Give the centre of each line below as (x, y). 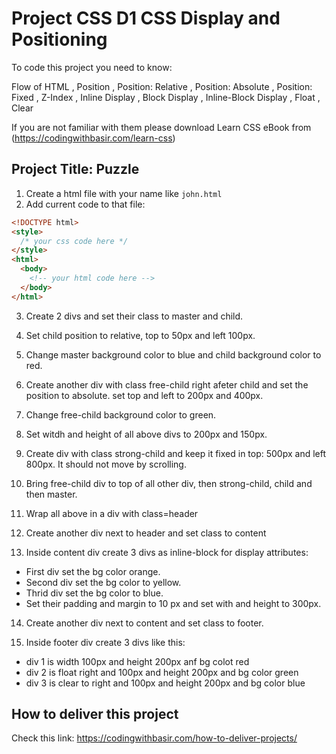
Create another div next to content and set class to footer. (144, 623)
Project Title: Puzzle (75, 169)
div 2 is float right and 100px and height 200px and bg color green (162, 672)
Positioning (59, 39)
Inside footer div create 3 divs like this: (105, 642)
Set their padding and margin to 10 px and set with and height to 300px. (173, 603)
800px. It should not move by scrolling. (106, 464)
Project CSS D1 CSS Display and (146, 18)
